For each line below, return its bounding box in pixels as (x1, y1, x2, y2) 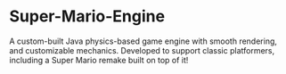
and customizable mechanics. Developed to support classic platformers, (9, 45, 274, 55)
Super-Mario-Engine (9, 6, 166, 27)
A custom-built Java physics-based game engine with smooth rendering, (9, 36, 278, 46)
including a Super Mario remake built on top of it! (9, 54, 189, 65)
